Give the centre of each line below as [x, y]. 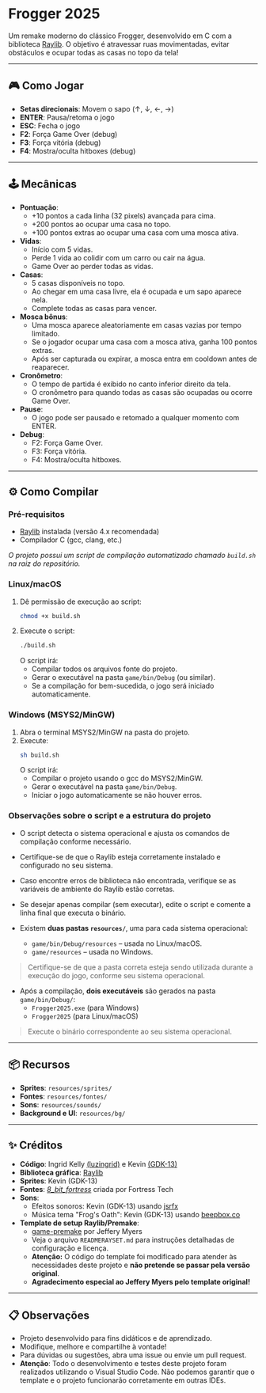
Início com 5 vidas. [62, 249]
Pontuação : [39, 207]
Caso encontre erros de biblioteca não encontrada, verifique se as [128, 880]
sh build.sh [39, 755]
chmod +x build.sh [50, 616]
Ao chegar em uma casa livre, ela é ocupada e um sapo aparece [136, 291]
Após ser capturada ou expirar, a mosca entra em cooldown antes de [144, 359]
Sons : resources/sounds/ [60, 1104]
